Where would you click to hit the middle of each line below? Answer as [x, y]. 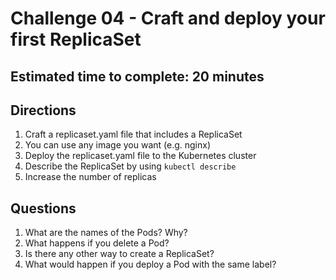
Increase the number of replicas [90, 177]
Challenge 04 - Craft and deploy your [168, 18]
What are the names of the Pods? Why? [106, 233]
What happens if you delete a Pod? [97, 243]
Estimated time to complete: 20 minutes [137, 76]
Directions [43, 110]
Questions [43, 208]
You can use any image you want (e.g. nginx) [118, 145]
